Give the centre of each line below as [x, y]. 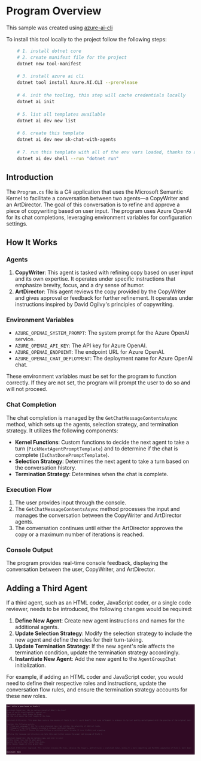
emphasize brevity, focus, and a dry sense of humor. [80, 285]
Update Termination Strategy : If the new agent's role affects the [95, 646]
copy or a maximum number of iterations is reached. [79, 534]
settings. [17, 224]
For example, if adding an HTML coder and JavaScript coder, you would [95, 677]
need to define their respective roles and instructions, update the [86, 683]
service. [25, 339]
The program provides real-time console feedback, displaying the [87, 563]
